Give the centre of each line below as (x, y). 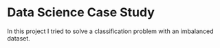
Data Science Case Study (81, 13)
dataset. (19, 38)
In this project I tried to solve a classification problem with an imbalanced (110, 31)
